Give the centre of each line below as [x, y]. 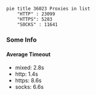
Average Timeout [28, 54]
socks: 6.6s [29, 87]
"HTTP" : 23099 [36, 14]
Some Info [22, 39]
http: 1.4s [26, 74]
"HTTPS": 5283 [35, 19]
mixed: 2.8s [29, 68]
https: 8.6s [28, 80]
